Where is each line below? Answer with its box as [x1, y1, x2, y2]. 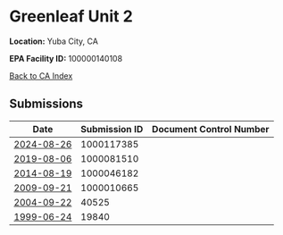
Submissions [9, 97, 83, 112]
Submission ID [79, 122, 144, 135]
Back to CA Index [9, 70, 73, 81]
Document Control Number [151, 122, 270, 135]
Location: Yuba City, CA [9, 36, 98, 46]
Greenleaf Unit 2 [9, 6, 134, 27]
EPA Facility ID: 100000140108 [9, 53, 123, 63]
